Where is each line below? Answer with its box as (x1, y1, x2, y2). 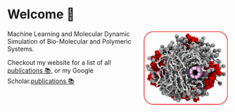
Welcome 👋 (7, 6, 75, 23)
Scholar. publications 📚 (7, 77, 75, 85)
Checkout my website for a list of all (7, 58, 111, 66)
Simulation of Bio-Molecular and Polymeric (7, 37, 132, 45)
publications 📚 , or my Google (7, 66, 94, 75)
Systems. (7, 44, 34, 53)
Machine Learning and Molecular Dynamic (7, 30, 130, 38)
